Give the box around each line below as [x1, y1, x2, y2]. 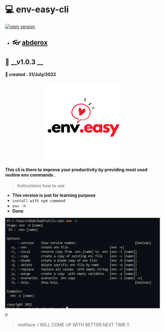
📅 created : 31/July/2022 [5, 72, 56, 77]
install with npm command [12, 198, 65, 204]
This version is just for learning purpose [12, 192, 96, 198]
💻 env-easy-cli [5, 4, 69, 15]
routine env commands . [5, 172, 56, 178]
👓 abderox [12, 38, 48, 47]
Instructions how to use [17, 183, 65, 189]
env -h [12, 204, 26, 209]
